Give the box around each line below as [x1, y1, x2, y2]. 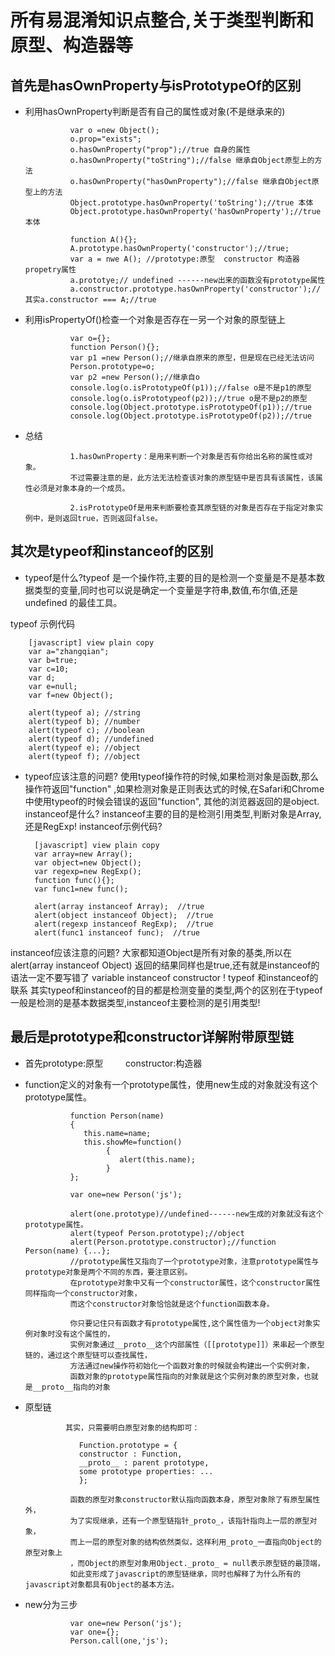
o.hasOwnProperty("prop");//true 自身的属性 [69, 145, 251, 155]
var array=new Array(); [34, 849, 133, 859]
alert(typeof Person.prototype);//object [69, 1228, 245, 1238]
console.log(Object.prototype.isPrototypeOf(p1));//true [69, 402, 312, 412]
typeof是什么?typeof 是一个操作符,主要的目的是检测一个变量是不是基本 [24, 571, 317, 583]
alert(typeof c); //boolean [28, 725, 145, 735]
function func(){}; [34, 875, 115, 885]
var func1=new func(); [34, 884, 129, 894]
